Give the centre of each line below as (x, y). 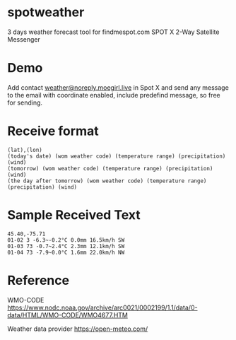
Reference (38, 280)
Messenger (24, 39)
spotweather (46, 12)
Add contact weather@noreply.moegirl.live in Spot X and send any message (118, 87)
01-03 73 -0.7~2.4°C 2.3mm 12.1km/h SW (66, 246)
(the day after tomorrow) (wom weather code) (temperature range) (107, 181)
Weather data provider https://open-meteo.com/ (78, 329)
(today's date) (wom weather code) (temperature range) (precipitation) (117, 156)
